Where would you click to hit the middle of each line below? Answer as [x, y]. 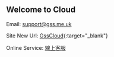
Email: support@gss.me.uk [39, 24]
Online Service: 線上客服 [36, 47]
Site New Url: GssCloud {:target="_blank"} [57, 36]
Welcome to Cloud [41, 10]
